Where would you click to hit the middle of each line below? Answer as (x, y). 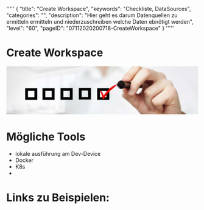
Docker (24, 160)
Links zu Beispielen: (58, 198)
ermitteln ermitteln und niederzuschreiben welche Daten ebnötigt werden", (100, 22)
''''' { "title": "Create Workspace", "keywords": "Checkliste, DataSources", (99, 9)
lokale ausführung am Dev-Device (58, 153)
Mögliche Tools (46, 137)
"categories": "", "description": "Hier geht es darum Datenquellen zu (92, 15)
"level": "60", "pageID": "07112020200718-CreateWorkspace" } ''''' (90, 28)
